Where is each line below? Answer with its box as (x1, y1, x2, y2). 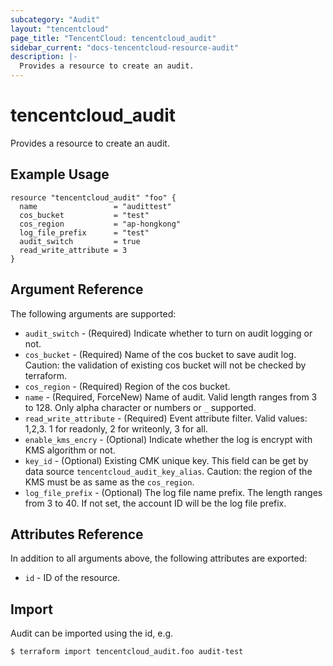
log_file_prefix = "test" (19, 227, 150, 238)
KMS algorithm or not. (24, 444, 116, 456)
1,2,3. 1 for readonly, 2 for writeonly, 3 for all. (24, 422, 208, 435)
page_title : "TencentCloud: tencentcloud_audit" (10, 33, 217, 43)
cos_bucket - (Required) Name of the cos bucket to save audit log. (24, 348, 297, 360)
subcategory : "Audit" (10, 14, 101, 25)
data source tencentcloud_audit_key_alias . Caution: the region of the (24, 465, 313, 477)
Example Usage (10, 166, 110, 183)
